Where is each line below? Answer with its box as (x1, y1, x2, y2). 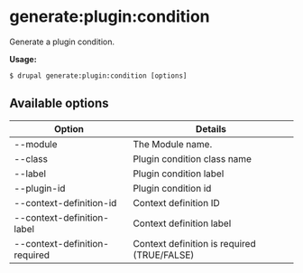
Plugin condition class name (133, 152, 252, 165)
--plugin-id (14, 182, 66, 194)
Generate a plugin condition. (9, 36, 115, 47)
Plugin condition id (133, 182, 212, 194)
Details (195, 122, 227, 135)
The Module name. (133, 137, 213, 150)
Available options (9, 96, 110, 111)
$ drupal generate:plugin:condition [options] (9, 71, 188, 80)
